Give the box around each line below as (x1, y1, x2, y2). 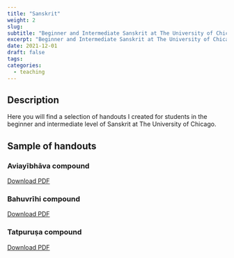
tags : (7, 56, 23, 63)
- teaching (13, 68, 45, 75)
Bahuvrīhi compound (7, 194, 81, 204)
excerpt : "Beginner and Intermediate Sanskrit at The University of (7, 36, 210, 43)
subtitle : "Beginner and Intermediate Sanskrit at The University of (7, 29, 214, 37)
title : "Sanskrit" (7, 10, 61, 17)
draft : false (7, 49, 45, 56)
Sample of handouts (7, 140, 97, 152)
